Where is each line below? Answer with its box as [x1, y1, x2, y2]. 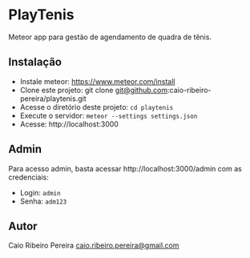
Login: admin [19, 187, 62, 197]
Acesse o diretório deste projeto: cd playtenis [19, 102, 174, 111]
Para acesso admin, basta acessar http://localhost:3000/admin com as [8, 163, 242, 173]
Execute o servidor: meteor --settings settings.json [19, 111, 198, 120]
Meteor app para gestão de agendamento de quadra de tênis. [8, 32, 212, 42]
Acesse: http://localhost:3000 [19, 119, 119, 129]
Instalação [8, 55, 62, 69]
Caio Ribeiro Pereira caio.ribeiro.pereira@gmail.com [8, 240, 179, 250]
